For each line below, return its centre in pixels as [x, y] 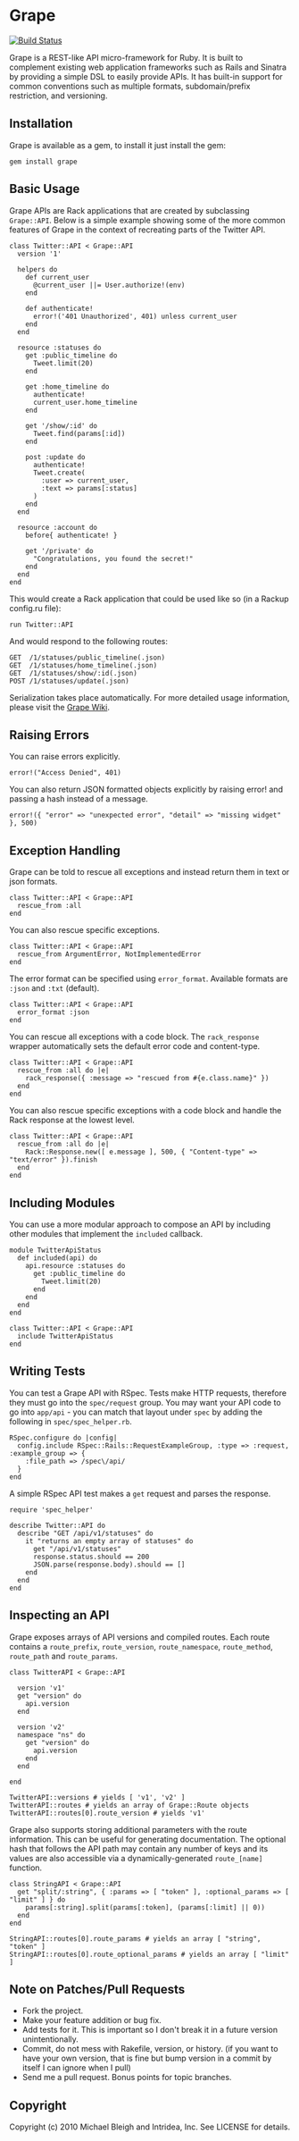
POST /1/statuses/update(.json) [69, 681]
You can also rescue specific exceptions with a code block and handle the [145, 1111]
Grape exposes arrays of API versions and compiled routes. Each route [140, 1637]
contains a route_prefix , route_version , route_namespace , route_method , [141, 1646]
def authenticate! [59, 308]
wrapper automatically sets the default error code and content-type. [135, 1046]
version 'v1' [42, 1688]
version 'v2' [42, 1727]
